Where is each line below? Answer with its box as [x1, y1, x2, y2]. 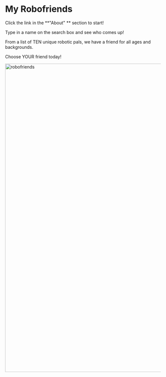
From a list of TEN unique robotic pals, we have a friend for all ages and [5, 38, 151, 45]
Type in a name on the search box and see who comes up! [5, 29, 124, 35]
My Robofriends [5, 3, 73, 15]
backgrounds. [5, 44, 34, 50]
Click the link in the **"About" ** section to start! [5, 20, 104, 26]
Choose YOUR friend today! [5, 53, 62, 60]
